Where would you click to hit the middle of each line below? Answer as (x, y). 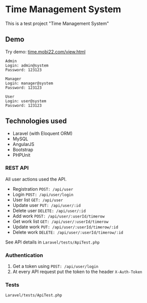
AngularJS (23, 144)
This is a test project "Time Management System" (57, 23)
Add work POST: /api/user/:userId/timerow (59, 216)
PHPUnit (21, 155)
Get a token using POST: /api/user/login (56, 266)
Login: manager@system (29, 83)
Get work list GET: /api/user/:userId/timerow (61, 221)
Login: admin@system (27, 65)
